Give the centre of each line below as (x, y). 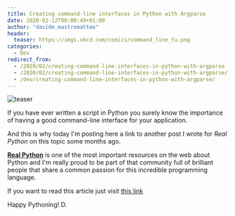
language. (22, 177)
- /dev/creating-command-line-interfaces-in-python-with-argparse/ (115, 79)
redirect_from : (30, 60)
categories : (25, 46)
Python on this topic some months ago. (64, 141)
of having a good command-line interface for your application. (97, 120)
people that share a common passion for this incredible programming (108, 170)
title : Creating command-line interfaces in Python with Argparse (107, 14)
